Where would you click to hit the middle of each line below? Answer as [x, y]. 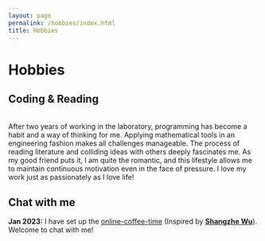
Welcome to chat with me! [51, 230]
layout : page [30, 16]
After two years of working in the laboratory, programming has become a [128, 126]
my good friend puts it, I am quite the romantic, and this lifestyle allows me [131, 161]
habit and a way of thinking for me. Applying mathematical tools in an [122, 135]
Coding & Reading [54, 99]
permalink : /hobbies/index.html [62, 23]
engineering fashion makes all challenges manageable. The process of [124, 143]
